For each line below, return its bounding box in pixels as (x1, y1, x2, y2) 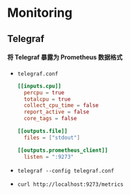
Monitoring (7, 5, 73, 21)
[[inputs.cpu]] (17, 82, 62, 89)
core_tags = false (24, 115, 77, 122)
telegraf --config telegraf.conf (17, 167, 115, 174)
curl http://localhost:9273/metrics (17, 180, 124, 188)
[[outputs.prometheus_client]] (17, 147, 108, 154)
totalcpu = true (24, 96, 71, 103)
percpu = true (24, 89, 65, 96)
